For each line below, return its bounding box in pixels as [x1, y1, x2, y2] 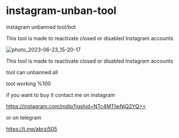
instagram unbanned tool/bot [6, 23, 76, 30]
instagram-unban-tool [6, 4, 117, 18]
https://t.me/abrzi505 [6, 125, 57, 132]
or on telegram [6, 114, 42, 121]
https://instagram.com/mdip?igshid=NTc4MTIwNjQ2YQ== [6, 102, 146, 109]
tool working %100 [6, 80, 51, 87]
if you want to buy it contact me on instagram [6, 91, 115, 98]
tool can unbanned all [6, 68, 58, 75]
